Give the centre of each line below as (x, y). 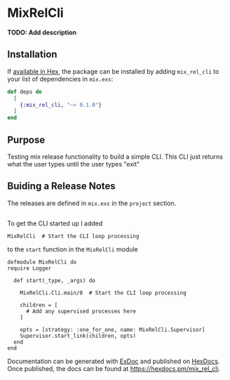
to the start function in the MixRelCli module (73, 249)
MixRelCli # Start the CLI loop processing (73, 237)
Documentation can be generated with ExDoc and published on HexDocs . (114, 361)
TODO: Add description (42, 32)
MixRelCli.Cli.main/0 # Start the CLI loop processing (103, 293)
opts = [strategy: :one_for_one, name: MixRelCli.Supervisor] (113, 330)
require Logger (29, 268)
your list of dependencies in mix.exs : (60, 79)
